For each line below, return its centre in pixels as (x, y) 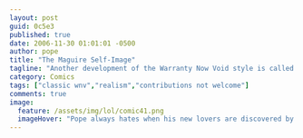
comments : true (38, 94)
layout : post (34, 18)
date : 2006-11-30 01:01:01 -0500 (73, 43)
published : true (40, 34)
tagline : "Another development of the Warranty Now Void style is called (152, 69)
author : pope (34, 52)
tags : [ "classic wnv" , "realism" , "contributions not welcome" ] (129, 85)
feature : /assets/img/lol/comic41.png (91, 111)
